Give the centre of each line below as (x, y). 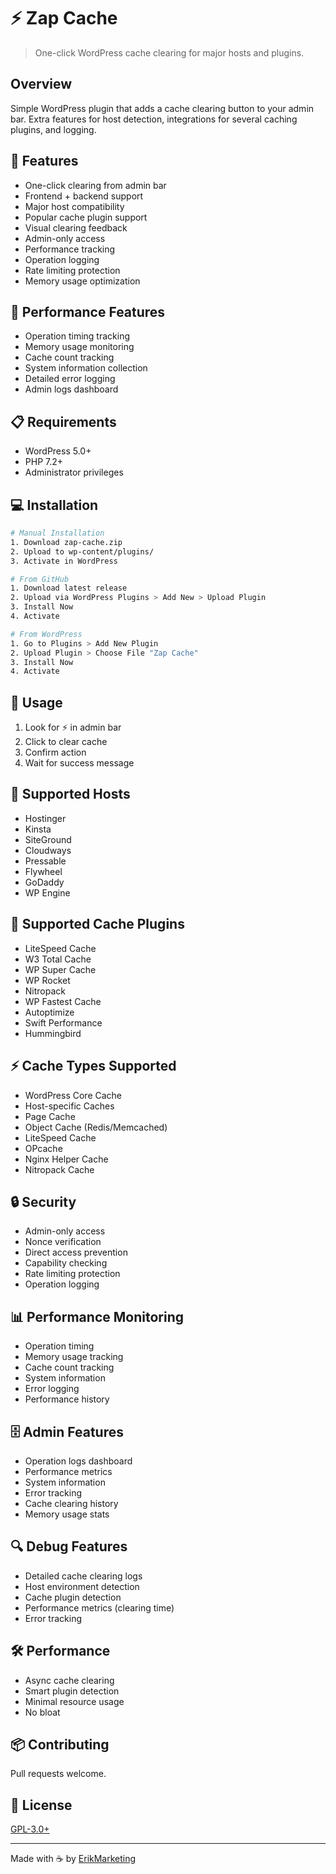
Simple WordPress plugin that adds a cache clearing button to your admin (162, 108)
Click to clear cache (66, 742)
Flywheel (43, 871)
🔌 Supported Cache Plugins (97, 924)
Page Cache (50, 1116)
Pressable (45, 861)
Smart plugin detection (72, 1691)
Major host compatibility (74, 206)
